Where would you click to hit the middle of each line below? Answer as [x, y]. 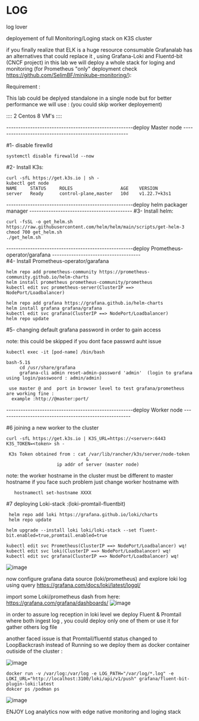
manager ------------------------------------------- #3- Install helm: [90, 211]
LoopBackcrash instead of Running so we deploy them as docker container [98, 644]
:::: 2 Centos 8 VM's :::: [34, 116]
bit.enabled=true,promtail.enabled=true [57, 535]
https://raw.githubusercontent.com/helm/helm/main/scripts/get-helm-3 [95, 227]
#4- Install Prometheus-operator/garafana [58, 261]
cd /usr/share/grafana [48, 368]
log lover [17, 27]
